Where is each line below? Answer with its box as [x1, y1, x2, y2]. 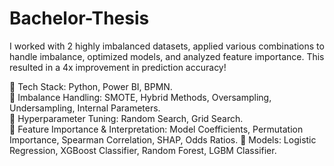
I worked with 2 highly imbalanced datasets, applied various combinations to [9, 40, 325, 52]
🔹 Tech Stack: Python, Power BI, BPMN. [9, 80, 173, 92]
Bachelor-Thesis [9, 7, 150, 30]
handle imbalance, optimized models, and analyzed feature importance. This [9, 50, 325, 62]
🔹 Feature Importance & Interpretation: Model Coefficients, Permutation [9, 123, 304, 135]
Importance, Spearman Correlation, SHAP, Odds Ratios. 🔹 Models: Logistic [9, 133, 317, 146]
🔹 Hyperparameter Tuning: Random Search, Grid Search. [9, 112, 244, 124]
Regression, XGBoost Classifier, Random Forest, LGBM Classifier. [9, 144, 277, 156]
